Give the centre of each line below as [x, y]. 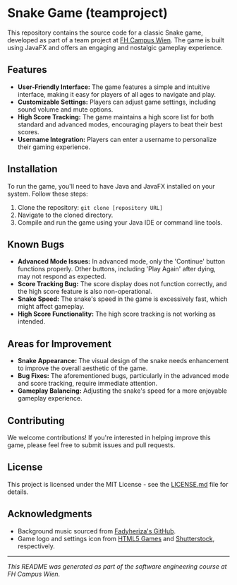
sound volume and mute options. [65, 109]
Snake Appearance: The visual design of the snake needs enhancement [123, 361]
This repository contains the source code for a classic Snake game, [105, 32]
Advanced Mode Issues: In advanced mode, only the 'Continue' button [121, 261]
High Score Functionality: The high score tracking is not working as [117, 314]
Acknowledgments [50, 514]
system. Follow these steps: [48, 194]
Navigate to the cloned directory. [65, 215]
